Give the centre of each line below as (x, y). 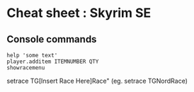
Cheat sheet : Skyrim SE (79, 13)
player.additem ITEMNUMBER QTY (53, 62)
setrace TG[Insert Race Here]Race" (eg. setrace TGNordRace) (97, 81)
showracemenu (26, 68)
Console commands (52, 39)
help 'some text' (32, 55)
